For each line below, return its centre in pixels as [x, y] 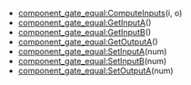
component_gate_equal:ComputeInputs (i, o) [100, 13]
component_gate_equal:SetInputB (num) [92, 61]
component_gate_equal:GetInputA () [85, 23]
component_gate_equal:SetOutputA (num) [96, 71]
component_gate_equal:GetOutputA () [88, 42]
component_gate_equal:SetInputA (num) [92, 52]
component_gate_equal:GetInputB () [85, 32]
